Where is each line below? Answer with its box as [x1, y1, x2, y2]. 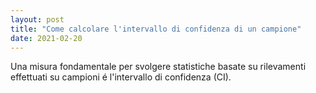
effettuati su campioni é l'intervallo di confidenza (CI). [10, 71, 232, 83]
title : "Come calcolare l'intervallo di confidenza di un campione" [10, 24, 302, 34]
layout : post [10, 14, 65, 25]
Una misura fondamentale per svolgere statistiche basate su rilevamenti [10, 61, 307, 73]
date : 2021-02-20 [10, 33, 83, 43]
